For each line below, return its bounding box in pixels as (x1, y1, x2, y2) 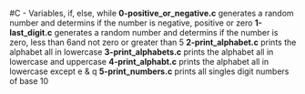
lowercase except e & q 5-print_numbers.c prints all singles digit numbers (9, 66, 290, 77)
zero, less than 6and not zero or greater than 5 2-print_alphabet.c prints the (9, 37, 297, 47)
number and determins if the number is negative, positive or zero (9, 17, 253, 28)
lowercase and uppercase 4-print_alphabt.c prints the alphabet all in (9, 57, 269, 67)
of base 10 (9, 76, 49, 86)
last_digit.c (9, 27, 53, 37)
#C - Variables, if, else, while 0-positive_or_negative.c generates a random (9, 8, 294, 18)
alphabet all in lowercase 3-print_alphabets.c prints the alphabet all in (9, 47, 274, 57)
